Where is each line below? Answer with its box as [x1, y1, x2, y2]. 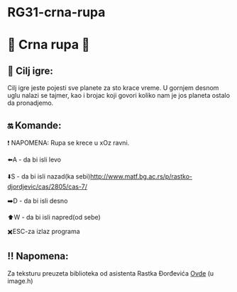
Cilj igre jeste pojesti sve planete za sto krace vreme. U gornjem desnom [7, 84, 219, 92]
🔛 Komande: [7, 119, 62, 131]
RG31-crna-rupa [7, 4, 106, 21]
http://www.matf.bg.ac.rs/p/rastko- [89, 172, 193, 181]
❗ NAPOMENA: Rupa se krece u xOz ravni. [7, 139, 130, 147]
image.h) [7, 276, 33, 285]
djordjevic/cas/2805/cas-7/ [7, 182, 87, 191]
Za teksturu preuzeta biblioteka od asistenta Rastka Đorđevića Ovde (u [7, 269, 214, 277]
